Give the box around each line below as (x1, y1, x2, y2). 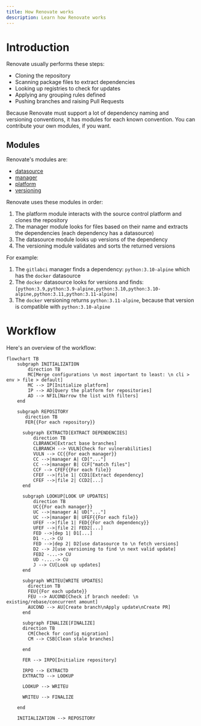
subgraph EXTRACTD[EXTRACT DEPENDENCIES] (22, 430, 128, 436)
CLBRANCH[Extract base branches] (32, 440, 117, 447)
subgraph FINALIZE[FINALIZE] (22, 620, 96, 626)
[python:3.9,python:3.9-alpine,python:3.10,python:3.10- (14, 286, 161, 292)
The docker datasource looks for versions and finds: (14, 278, 144, 286)
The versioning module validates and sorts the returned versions (14, 242, 176, 249)
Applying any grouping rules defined (14, 91, 106, 98)
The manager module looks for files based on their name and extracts (14, 223, 188, 230)
